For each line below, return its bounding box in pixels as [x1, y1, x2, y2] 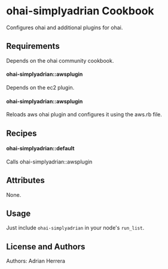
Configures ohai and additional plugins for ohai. [6, 24, 123, 31]
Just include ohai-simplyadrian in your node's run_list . [6, 224, 145, 231]
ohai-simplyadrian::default [6, 145, 75, 152]
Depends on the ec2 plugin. [6, 84, 75, 91]
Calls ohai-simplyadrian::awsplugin [6, 158, 93, 165]
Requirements [6, 41, 60, 51]
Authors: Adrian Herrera [6, 258, 66, 265]
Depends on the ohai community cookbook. [6, 57, 114, 64]
